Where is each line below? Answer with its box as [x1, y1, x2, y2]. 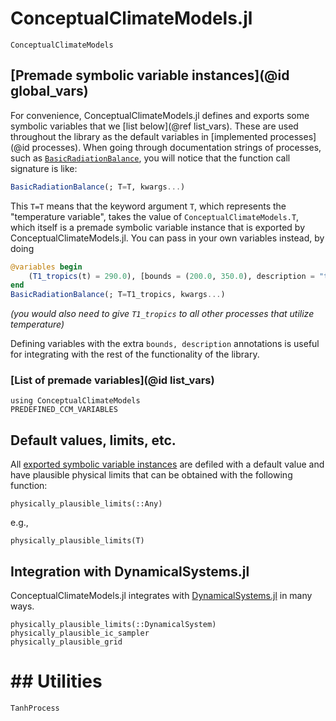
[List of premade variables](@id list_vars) [10, 373, 215, 387]
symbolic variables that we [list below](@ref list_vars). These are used [10, 120, 299, 132]
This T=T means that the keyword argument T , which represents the [10, 200, 287, 212]
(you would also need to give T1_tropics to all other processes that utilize [10, 308, 315, 320]
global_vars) [10, 83, 89, 100]
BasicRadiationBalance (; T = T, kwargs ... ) [10, 182, 186, 192]
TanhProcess [10, 703, 60, 713]
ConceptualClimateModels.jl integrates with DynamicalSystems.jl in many [10, 590, 313, 602]
